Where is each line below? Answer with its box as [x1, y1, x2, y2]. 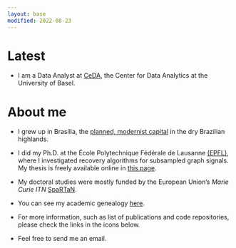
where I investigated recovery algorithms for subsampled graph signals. [17, 156, 230, 165]
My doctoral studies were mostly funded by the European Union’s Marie [17, 177, 230, 186]
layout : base [7, 10, 46, 18]
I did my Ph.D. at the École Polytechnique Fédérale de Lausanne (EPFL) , [17, 149, 230, 157]
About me [7, 104, 67, 120]
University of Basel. [17, 79, 76, 88]
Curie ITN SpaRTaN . [17, 185, 77, 194]
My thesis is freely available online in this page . [17, 164, 157, 172]
